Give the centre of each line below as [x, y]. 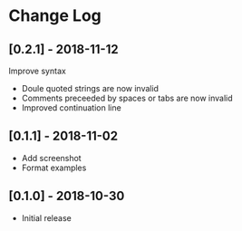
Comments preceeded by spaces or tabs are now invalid [127, 98]
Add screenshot [52, 158]
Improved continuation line [71, 108]
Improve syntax [38, 71]
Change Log [55, 16]
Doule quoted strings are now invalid [90, 88]
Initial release [46, 217]
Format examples [54, 168]
